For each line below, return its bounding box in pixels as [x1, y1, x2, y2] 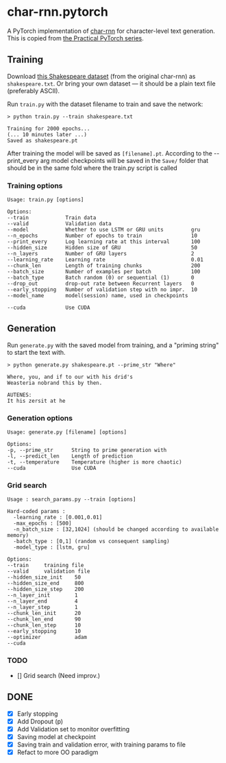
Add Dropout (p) [16, 717, 64, 725]
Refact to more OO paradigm [16, 748, 99, 756]
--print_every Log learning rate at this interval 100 [7, 238, 201, 245]
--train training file [7, 562, 84, 569]
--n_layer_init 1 [7, 592, 78, 599]
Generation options [7, 413, 73, 423]
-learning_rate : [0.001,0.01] [13, 514, 103, 521]
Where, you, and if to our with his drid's [7, 373, 134, 380]
